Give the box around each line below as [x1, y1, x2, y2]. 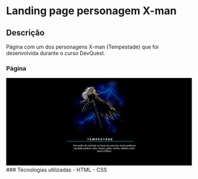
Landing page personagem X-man [6, 4, 177, 18]
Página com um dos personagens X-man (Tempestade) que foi [6, 43, 159, 50]
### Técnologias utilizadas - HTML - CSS [6, 166, 107, 173]
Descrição [6, 28, 45, 38]
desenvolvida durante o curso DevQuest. [6, 50, 105, 57]
